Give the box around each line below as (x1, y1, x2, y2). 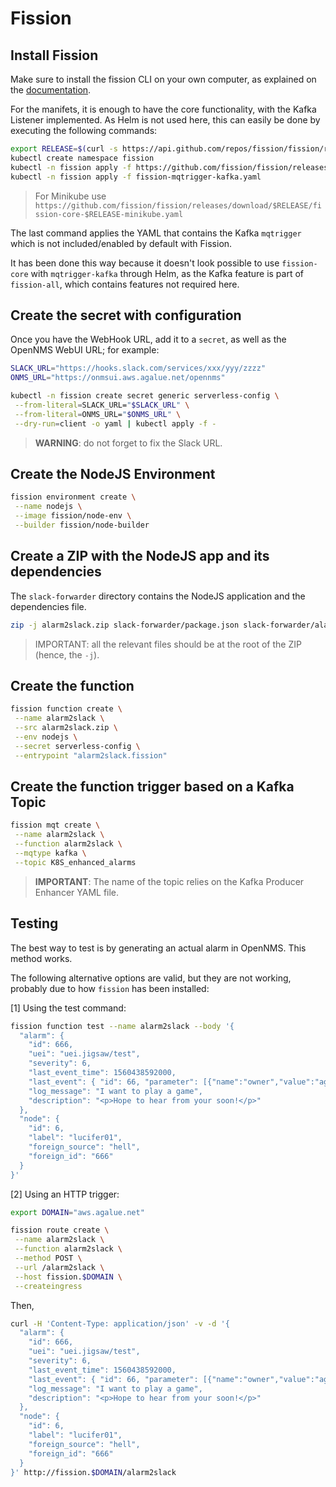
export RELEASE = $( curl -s (10, 144, 118, 154)
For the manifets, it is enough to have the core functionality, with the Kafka (10, 103, 317, 115)
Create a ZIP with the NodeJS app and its (10, 548, 270, 565)
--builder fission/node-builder (14, 520, 150, 530)
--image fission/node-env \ (14, 511, 132, 521)
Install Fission (10, 47, 99, 64)
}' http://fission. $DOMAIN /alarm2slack (10, 1467, 177, 1477)
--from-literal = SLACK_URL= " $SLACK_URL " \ (14, 400, 190, 410)
